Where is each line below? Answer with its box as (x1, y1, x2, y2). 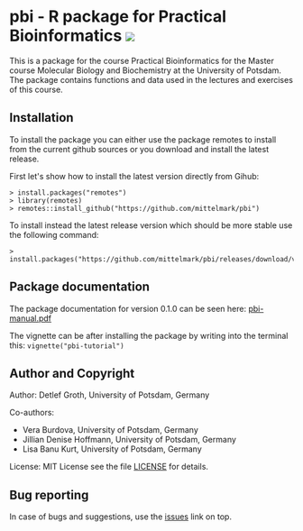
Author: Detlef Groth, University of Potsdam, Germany (9, 389, 210, 400)
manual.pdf (9, 313, 52, 324)
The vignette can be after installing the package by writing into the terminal (9, 330, 289, 341)
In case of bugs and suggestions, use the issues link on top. (9, 511, 233, 522)
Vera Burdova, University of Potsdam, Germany (22, 425, 198, 435)
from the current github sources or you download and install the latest (9, 143, 269, 154)
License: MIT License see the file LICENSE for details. (9, 462, 209, 472)
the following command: (9, 229, 99, 240)
